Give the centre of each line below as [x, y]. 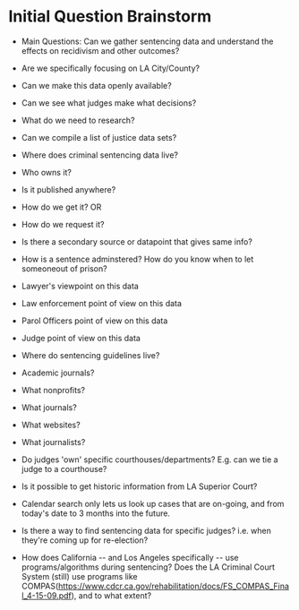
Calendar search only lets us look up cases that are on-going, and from [153, 503]
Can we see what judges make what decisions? [109, 103]
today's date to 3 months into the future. [96, 513]
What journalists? [53, 442]
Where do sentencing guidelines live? [90, 355]
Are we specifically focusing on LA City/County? [111, 68]
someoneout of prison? [64, 268]
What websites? [51, 425]
